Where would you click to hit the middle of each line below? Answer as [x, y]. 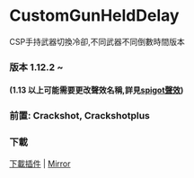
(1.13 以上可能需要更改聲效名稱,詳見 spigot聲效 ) [97, 90]
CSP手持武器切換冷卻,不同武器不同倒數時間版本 [97, 41]
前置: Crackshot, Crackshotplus [80, 116]
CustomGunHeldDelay [94, 16]
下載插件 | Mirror [40, 164]
